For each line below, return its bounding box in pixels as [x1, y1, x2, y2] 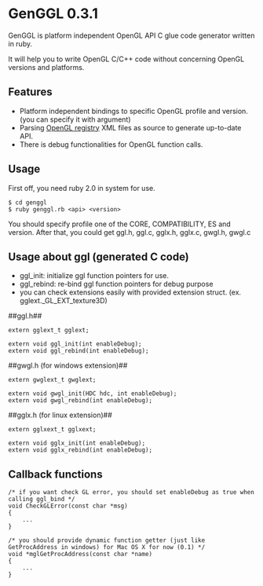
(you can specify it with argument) [19, 115, 131, 124]
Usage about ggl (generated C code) [8, 250, 190, 263]
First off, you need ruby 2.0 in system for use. [8, 183, 155, 192]
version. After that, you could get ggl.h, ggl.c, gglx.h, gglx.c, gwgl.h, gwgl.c [8, 227, 251, 236]
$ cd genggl [8, 198, 47, 207]
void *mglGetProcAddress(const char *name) [8, 551, 153, 559]
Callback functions [8, 467, 104, 481]
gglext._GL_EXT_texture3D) [19, 296, 108, 306]
